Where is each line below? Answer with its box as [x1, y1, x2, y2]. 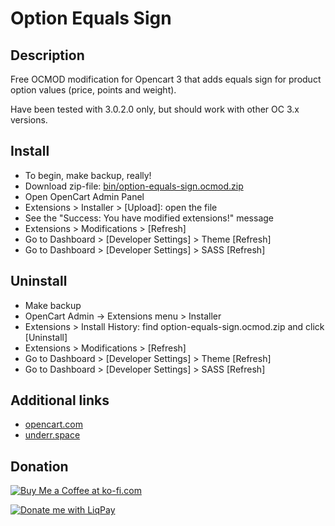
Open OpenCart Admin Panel [24, 190, 145, 202]
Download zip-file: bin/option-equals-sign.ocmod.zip [24, 180, 244, 192]
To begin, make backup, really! [24, 169, 152, 181]
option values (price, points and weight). [10, 84, 177, 96]
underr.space [24, 429, 81, 441]
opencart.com [24, 418, 83, 431]
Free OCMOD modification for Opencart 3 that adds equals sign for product [10, 73, 322, 85]
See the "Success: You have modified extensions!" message [24, 212, 274, 224]
